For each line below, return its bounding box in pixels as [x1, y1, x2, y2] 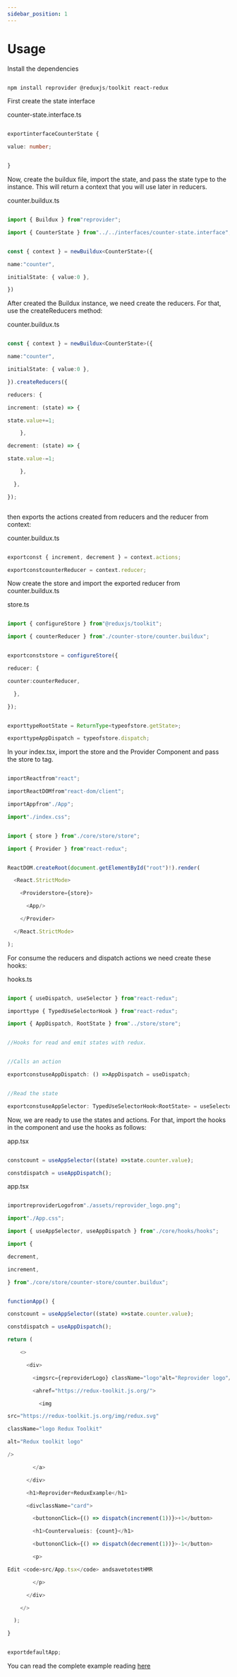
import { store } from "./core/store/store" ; [7, 832, 140, 840]
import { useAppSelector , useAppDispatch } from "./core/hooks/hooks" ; [7, 1227, 219, 1235]
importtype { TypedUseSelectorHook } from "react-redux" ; [7, 1007, 178, 1014]
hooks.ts [7, 975, 33, 983]
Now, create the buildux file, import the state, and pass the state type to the [7, 175, 227, 184]
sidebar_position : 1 [7, 10, 68, 18]
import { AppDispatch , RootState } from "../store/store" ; [7, 1020, 181, 1027]
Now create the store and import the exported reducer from [7, 579, 181, 588]
